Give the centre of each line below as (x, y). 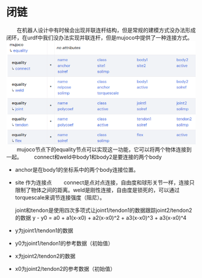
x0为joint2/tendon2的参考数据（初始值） (65, 269)
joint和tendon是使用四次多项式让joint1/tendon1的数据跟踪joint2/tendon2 (103, 210)
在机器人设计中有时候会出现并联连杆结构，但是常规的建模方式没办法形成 (106, 30)
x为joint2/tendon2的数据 (45, 256)
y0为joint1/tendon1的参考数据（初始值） (64, 243)
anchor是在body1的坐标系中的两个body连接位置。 (77, 170)
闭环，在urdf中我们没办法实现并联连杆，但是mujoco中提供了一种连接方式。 (99, 37)
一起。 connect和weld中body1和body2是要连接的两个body (84, 157)
